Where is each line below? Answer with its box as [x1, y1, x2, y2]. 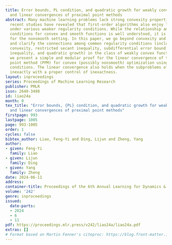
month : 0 [5, 98, 24, 103]
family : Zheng [10, 170, 40, 175]
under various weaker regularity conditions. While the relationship [10, 27, 161, 32]
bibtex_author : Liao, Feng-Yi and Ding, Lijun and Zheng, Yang [5, 137, 143, 142]
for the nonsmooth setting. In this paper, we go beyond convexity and [10, 36, 166, 42]
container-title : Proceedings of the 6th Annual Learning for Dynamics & [5, 184, 166, 190]
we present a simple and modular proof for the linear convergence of [10, 55, 164, 61]
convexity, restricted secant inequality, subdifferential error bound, [10, 46, 168, 51]
